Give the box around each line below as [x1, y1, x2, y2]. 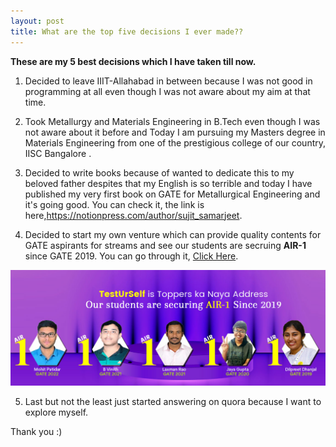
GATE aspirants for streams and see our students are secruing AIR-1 [24, 239, 307, 251]
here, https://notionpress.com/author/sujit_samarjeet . [24, 209, 243, 221]
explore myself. [24, 406, 89, 419]
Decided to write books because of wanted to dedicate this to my [24, 166, 295, 179]
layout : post [10, 16, 65, 26]
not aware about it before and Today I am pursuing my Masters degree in [24, 126, 326, 138]
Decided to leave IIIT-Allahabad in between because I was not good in [24, 75, 313, 87]
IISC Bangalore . [24, 147, 92, 159]
